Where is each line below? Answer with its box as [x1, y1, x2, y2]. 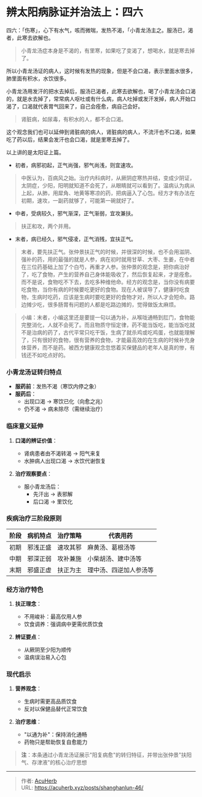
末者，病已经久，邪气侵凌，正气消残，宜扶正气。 [14, 235, 136, 242]
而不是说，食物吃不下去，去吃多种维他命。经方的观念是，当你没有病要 [20, 278, 195, 285]
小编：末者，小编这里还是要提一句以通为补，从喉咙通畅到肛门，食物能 [20, 313, 195, 321]
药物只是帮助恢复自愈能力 [23, 739, 88, 746]
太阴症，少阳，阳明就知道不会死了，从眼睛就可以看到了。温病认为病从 [20, 181, 195, 189]
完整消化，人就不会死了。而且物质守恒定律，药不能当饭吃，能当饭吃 [20, 321, 190, 329]
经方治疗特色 [6, 585, 44, 594]
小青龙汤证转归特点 [6, 368, 62, 376]
